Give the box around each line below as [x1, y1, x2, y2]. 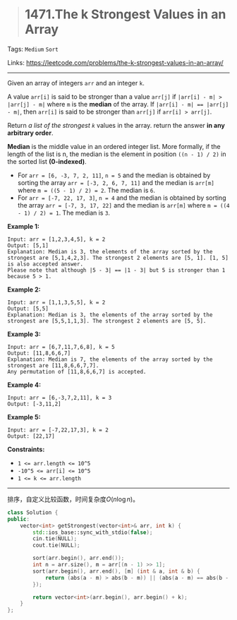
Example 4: [7, 381, 41, 389]
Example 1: [7, 222, 40, 230]
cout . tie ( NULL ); [32, 542, 80, 549]
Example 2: [7, 285, 41, 294]
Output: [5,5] [7, 305, 49, 312]
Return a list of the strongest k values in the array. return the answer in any [7, 121, 226, 129]
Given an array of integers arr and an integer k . [7, 78, 145, 87]
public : [7, 515, 30, 523]
